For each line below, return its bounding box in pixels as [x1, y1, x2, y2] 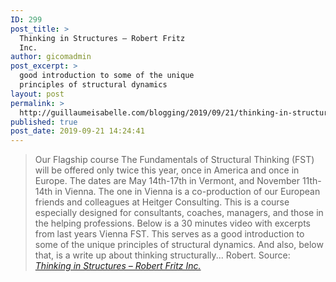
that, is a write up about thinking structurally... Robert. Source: [34, 249, 291, 261]
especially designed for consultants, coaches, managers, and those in [34, 207, 324, 219]
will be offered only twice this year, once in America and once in [34, 164, 300, 176]
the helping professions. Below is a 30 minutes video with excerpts [34, 217, 311, 230]
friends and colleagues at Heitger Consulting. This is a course [34, 196, 290, 208]
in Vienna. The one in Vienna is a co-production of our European [54, 186, 321, 198]
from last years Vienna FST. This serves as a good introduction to [34, 228, 305, 240]
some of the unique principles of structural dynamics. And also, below [34, 239, 324, 251]
